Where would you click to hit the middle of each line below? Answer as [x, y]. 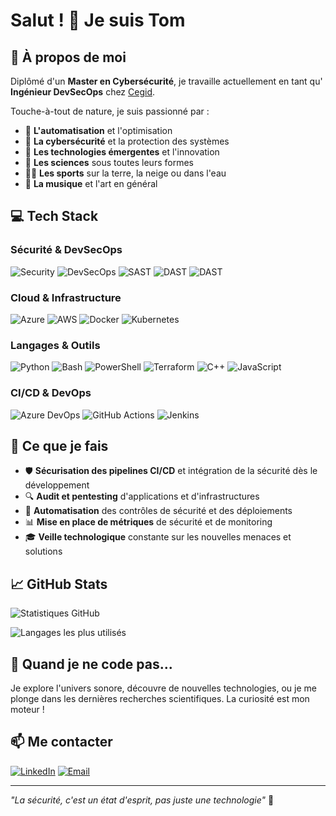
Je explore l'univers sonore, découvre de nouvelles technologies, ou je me [163, 688]
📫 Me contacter [61, 742]
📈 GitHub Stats [59, 584]
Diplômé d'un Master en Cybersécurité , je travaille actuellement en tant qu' [166, 81]
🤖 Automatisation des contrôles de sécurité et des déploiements [158, 511]
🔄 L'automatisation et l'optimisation [98, 130]
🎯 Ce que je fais [59, 445]
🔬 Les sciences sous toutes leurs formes [109, 162]
